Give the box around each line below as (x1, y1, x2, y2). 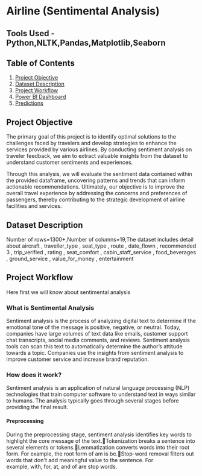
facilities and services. (6, 202, 62, 210)
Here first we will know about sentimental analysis (6, 288, 131, 296)
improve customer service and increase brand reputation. (6, 355, 150, 363)
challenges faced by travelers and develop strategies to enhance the (6, 140, 177, 147)
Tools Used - (6, 28, 55, 39)
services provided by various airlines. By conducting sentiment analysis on (6, 146, 192, 153)
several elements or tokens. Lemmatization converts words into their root (6, 443, 190, 451)
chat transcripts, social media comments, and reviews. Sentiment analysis (6, 336, 190, 344)
